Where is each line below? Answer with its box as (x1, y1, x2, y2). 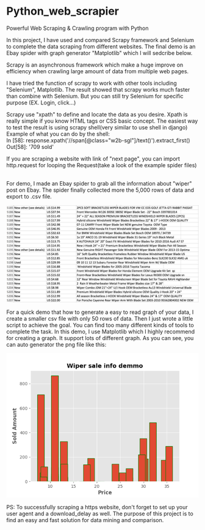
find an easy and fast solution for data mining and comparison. (6, 516, 164, 523)
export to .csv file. (6, 192, 52, 200)
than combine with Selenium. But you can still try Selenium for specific (6, 92, 184, 100)
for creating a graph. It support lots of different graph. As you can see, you (6, 334, 194, 341)
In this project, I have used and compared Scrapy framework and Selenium (6, 36, 194, 43)
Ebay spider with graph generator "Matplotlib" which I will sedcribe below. (6, 49, 193, 56)
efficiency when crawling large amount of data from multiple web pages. (6, 67, 189, 74)
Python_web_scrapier (6, 4, 119, 18)
